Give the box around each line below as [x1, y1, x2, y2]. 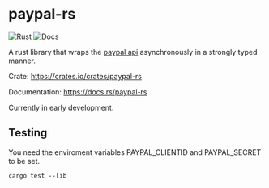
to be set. [8, 156, 41, 165]
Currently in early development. [8, 102, 114, 112]
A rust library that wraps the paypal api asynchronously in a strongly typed [8, 47, 258, 56]
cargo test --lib [8, 171, 67, 180]
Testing [8, 126, 48, 140]
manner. [8, 56, 36, 65]
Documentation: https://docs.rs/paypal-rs [8, 86, 147, 97]
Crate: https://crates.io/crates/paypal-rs [8, 71, 142, 81]
